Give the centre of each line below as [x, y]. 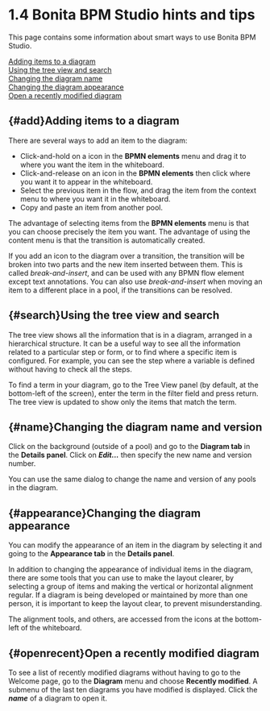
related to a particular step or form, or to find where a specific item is [123, 351]
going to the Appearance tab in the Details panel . [91, 554]
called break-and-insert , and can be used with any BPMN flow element [126, 272]
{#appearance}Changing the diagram [105, 513]
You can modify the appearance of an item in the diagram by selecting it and [135, 545]
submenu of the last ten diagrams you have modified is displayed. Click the [133, 690]
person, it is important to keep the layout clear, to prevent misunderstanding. [135, 604]
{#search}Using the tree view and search [114, 316]
